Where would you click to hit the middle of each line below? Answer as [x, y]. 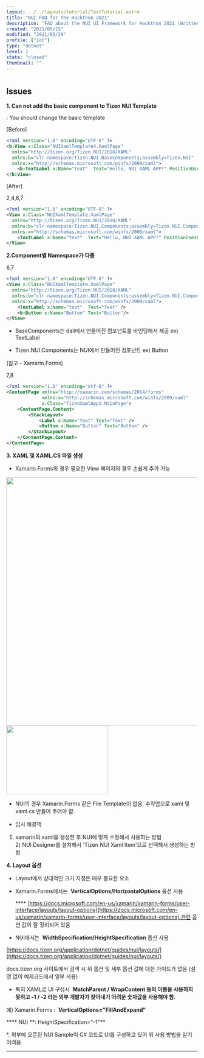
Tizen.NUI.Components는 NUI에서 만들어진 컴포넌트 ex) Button [92, 350]
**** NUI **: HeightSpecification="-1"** [56, 1022]
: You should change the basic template [56, 118]
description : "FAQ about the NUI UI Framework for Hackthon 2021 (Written [103, 23]
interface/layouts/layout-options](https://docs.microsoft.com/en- [96, 909]
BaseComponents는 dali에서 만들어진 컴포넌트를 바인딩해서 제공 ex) [97, 331]
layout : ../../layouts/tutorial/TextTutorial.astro [73, 12]
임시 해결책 [28, 824]
